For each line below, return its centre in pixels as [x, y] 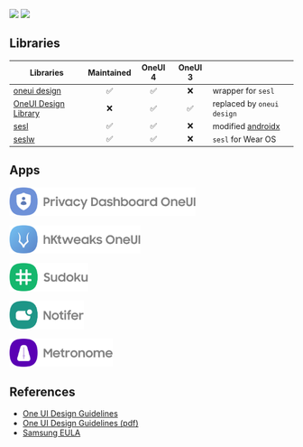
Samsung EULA [51, 433]
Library [27, 113]
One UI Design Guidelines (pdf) [80, 424]
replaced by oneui [246, 103]
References [42, 392]
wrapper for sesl [243, 91]
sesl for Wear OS [244, 139]
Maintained [110, 72]
